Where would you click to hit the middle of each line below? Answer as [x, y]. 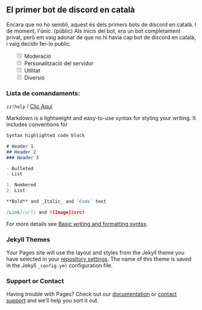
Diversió [34, 77]
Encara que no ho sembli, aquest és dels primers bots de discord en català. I [101, 24]
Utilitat [32, 70]
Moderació [37, 56]
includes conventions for [37, 125]
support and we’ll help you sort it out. [52, 300]
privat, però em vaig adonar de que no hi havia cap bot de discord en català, [101, 37]
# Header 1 [20, 146]
